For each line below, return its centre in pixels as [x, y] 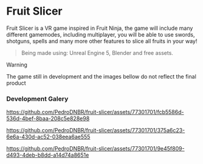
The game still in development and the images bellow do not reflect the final [101, 76]
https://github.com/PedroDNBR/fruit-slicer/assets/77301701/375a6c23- [96, 130]
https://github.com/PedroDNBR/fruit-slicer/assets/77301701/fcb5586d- [95, 112]
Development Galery [37, 99]
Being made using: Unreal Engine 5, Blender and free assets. [97, 52]
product [16, 83]
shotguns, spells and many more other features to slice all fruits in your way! [102, 41]
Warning [17, 65]
